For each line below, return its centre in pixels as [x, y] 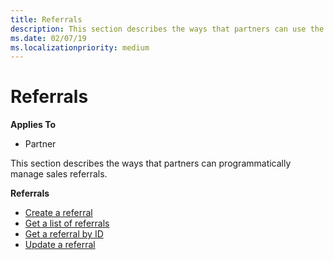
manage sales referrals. [59, 174]
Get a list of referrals [67, 223]
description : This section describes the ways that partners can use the [167, 29]
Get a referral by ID [64, 234]
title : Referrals [46, 19]
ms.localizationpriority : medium [80, 47]
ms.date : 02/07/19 [48, 38]
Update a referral [60, 245]
